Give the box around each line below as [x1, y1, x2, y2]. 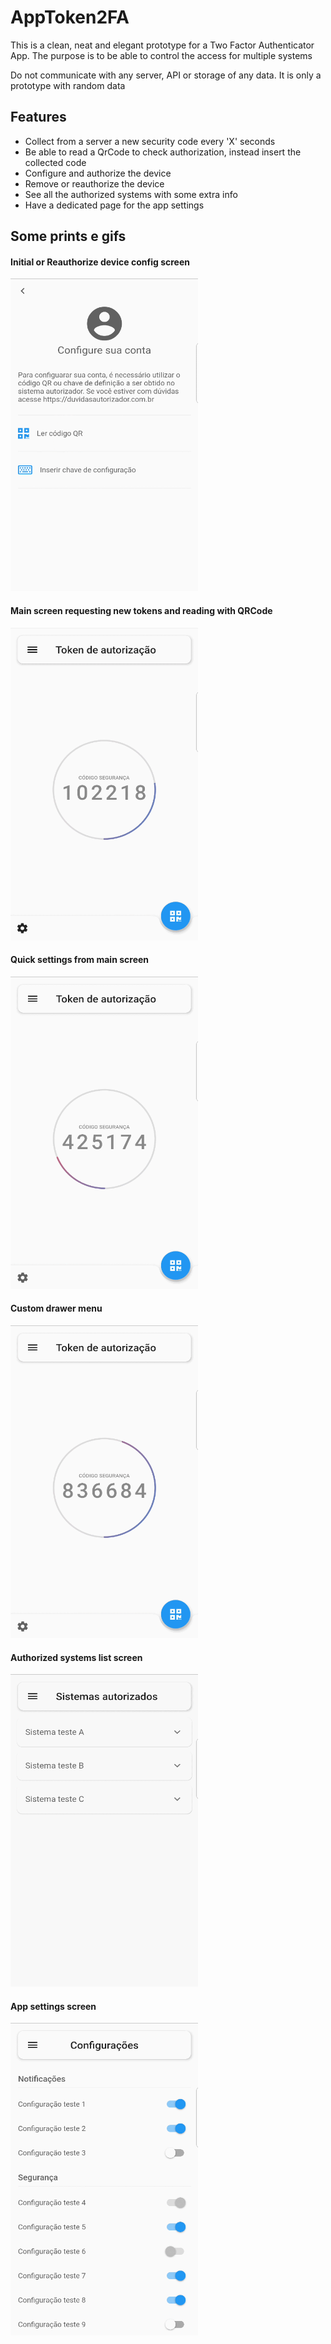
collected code [24, 156, 87, 168]
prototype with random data [10, 79, 126, 91]
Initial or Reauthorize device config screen [10, 256, 190, 268]
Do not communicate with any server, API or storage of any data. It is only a [10, 69, 322, 81]
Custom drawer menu [10, 1302, 103, 1315]
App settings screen [10, 2000, 97, 2012]
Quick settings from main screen [10, 954, 150, 966]
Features [10, 109, 67, 126]
